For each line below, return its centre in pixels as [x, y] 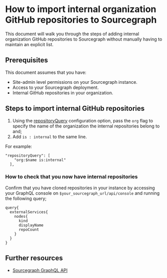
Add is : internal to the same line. [50, 136]
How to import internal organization [81, 9]
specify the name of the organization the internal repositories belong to [86, 126]
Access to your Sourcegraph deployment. [55, 87]
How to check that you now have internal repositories [71, 177]
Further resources [34, 258]
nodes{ [21, 216]
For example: [19, 146]
